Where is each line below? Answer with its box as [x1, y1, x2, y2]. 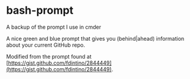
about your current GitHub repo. [6, 41, 85, 48]
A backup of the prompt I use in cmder [6, 23, 102, 31]
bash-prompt [6, 4, 73, 17]
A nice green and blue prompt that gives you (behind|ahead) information [6, 35, 185, 42]
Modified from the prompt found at [6, 53, 92, 60]
